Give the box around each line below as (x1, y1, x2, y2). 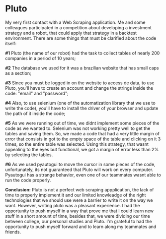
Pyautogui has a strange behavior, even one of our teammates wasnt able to (5, 172, 162, 178)
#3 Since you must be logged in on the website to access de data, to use (5, 80, 155, 86)
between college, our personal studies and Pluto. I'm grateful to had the (5, 218, 152, 224)
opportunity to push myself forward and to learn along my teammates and (5, 224, 157, 230)
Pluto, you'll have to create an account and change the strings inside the (5, 85, 153, 91)
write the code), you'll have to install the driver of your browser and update (5, 105, 159, 111)
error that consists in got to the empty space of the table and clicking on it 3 (5, 136, 161, 142)
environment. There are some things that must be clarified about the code (5, 35, 157, 41)
